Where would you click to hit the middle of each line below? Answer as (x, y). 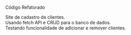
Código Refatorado (25, 7)
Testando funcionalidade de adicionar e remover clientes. (66, 28)
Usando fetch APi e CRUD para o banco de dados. (58, 23)
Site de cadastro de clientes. (35, 17)
